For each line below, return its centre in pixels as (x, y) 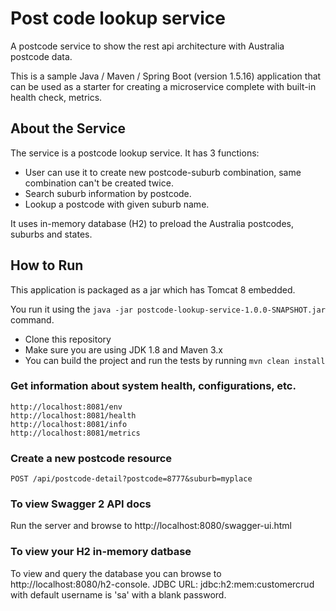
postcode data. (41, 56)
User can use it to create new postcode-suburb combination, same (163, 172)
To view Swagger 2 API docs (81, 504)
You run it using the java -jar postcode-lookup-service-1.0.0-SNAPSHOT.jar (168, 309)
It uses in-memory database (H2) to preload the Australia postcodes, (152, 223)
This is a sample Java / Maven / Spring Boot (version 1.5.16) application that (166, 76)
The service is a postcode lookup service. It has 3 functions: (135, 153)
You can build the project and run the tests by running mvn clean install (175, 360)
